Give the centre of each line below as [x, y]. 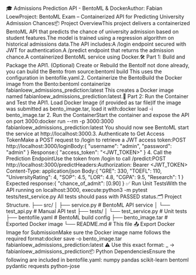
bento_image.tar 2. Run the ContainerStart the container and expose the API [98, 115]
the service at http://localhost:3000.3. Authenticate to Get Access [85, 134]
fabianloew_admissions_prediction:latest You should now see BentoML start [97, 127]
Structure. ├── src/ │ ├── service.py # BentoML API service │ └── [88, 205]
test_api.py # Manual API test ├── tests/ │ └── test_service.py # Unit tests [97, 211]
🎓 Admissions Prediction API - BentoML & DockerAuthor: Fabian [84, 8]
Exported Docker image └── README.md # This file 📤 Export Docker [91, 224]
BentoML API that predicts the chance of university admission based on [92, 32]
